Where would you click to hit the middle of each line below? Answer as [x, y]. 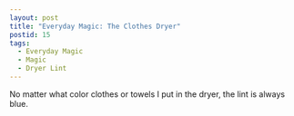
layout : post [34, 18]
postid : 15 [30, 34]
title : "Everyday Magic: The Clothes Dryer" [95, 26]
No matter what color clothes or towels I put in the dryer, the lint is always [147, 94]
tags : [20, 43]
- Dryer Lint [42, 69]
